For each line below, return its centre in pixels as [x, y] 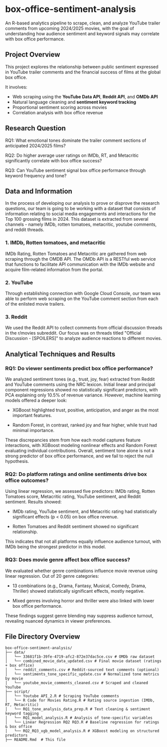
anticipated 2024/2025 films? [35, 145]
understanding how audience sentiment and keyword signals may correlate [82, 33]
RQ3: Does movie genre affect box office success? [68, 560]
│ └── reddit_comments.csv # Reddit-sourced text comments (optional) [82, 670]
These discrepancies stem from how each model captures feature [73, 440]
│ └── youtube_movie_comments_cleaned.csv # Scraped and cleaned [77, 683]
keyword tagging [22, 714]
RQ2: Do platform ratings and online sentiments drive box [76, 474]
